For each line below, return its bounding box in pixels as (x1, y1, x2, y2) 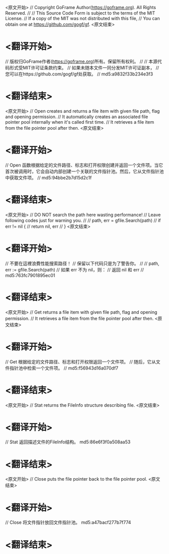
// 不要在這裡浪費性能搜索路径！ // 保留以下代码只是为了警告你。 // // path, (5, 260, 159, 266)
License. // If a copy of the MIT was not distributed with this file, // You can (5, 16, 160, 21)
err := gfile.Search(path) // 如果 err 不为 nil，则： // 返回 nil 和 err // (5, 266, 144, 272)
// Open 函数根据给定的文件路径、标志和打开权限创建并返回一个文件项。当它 (5, 162, 163, 168)
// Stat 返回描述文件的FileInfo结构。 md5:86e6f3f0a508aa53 (5, 439, 131, 445)
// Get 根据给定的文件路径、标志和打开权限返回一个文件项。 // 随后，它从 (5, 358, 156, 364)
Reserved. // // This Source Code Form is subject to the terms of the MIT (5, 10, 155, 16)
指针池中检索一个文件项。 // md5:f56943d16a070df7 (9, 365, 119, 371)
